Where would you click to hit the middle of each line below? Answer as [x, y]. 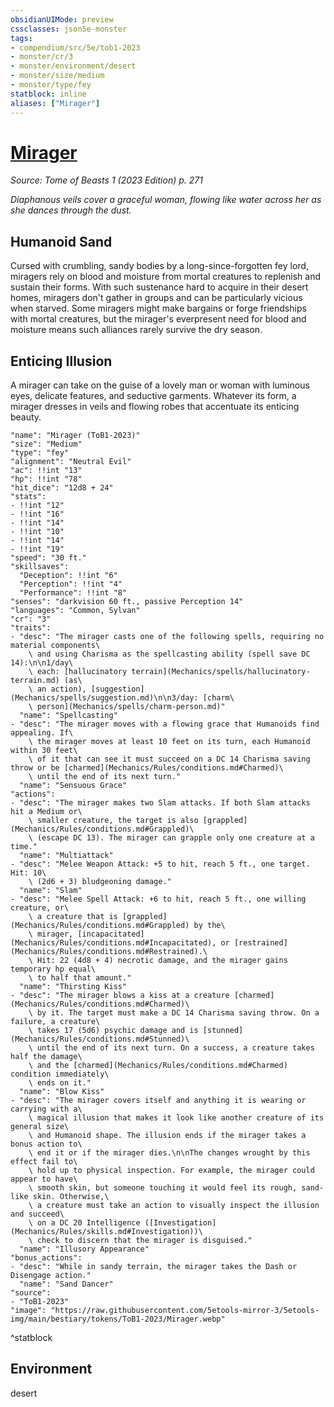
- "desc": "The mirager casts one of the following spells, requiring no [167, 637]
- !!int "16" [37, 514]
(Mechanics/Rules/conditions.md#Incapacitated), [113, 943]
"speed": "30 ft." [48, 558]
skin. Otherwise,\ [71, 1197]
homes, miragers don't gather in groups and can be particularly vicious [156, 298]
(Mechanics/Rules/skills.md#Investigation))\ [106, 1232]
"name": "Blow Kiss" [62, 1092]
